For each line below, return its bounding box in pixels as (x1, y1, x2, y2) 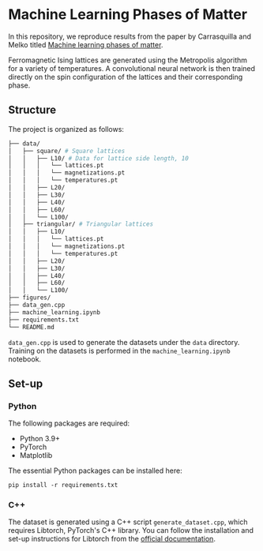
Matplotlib (19, 451, 53, 460)
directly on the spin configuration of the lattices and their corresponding (8, 72, 243, 81)
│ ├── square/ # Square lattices (8, 147, 126, 155)
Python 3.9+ (19, 434, 61, 444)
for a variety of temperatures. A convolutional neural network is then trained (8, 63, 255, 73)
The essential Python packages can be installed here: (8, 466, 183, 475)
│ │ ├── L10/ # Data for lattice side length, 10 (8, 154, 190, 163)
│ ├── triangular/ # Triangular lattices (8, 220, 154, 228)
